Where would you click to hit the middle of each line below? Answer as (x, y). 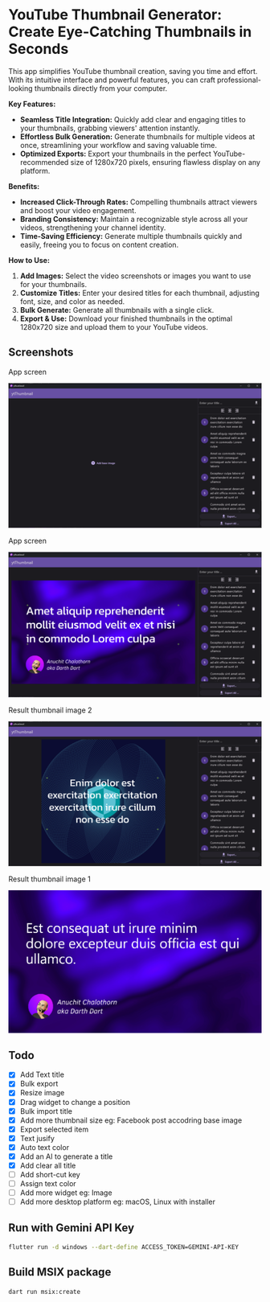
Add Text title (42, 1074)
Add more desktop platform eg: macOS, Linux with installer (117, 1202)
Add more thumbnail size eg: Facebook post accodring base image (131, 1120)
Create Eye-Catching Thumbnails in (130, 32)
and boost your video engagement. (78, 210)
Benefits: (24, 186)
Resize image (42, 1093)
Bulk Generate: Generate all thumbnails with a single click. (117, 310)
